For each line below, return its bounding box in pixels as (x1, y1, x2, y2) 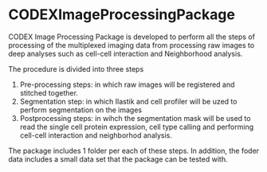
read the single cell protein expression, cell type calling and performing (19, 122, 254, 131)
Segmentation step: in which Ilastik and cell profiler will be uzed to (19, 96, 238, 106)
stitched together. (19, 88, 78, 97)
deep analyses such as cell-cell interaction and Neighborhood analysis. (8, 49, 243, 58)
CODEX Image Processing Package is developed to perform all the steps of (8, 32, 255, 41)
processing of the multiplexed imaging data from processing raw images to (8, 40, 255, 49)
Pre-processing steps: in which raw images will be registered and (19, 80, 235, 89)
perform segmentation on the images (19, 105, 143, 115)
